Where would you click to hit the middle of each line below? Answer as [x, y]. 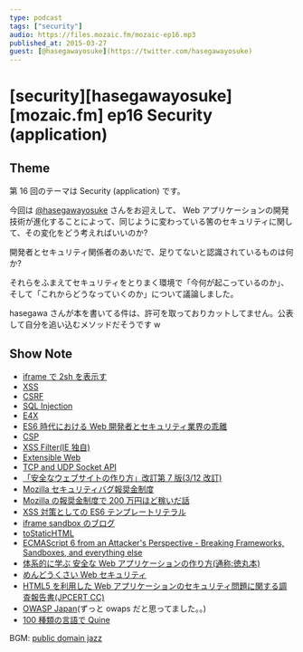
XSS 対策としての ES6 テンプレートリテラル [104, 512]
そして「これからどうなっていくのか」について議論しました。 [124, 294]
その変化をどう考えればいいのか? [86, 233]
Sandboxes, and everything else [82, 552]
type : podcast [36, 18]
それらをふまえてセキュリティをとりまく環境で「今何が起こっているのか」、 [149, 283]
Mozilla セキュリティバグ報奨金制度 [88, 489]
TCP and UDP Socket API [70, 466]
